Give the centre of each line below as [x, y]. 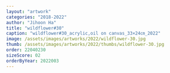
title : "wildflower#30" [35, 28]
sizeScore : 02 [24, 55]
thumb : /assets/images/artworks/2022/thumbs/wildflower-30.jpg [85, 45]
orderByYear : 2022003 [33, 61]
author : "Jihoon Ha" [31, 22]
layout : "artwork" [29, 11]
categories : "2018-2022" [36, 17]
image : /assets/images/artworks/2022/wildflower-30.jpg [76, 39]
